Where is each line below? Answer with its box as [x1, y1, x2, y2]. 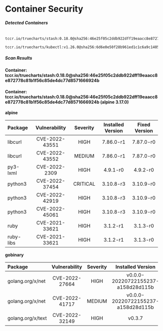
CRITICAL [73, 181, 96, 188]
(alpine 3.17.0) [100, 99, 129, 105]
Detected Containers [5, 19, 49, 25]
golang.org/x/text [7, 315, 47, 322]
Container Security [5, 3, 83, 15]
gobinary [5, 252, 24, 258]
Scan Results [5, 55, 33, 61]
